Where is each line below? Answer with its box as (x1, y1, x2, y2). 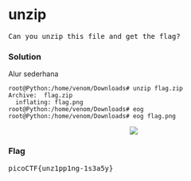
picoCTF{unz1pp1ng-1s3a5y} (8, 164, 114, 172)
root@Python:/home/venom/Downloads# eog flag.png (8, 113, 177, 121)
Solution (8, 51, 42, 62)
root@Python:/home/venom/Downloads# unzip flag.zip (8, 85, 183, 93)
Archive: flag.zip (8, 91, 73, 100)
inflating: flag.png (15, 98, 84, 106)
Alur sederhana (8, 69, 59, 79)
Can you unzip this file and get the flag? (8, 32, 181, 40)
